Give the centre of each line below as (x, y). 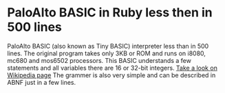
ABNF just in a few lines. (42, 82)
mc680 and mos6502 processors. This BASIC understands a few (99, 60)
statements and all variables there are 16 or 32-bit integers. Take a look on (112, 68)
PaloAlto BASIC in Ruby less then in (110, 13)
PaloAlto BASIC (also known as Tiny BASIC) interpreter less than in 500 (108, 46)
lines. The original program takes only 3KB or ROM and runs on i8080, (107, 53)
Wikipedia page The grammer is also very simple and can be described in (111, 75)
